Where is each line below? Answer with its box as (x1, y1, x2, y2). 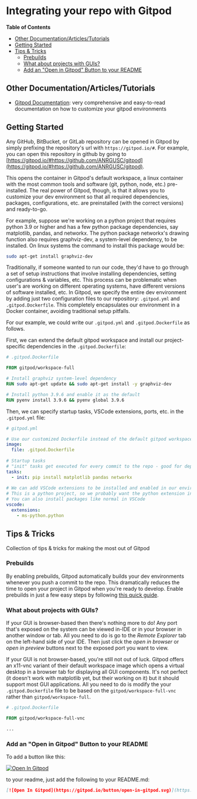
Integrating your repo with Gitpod (6, 4, 172, 18)
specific (6, 343, 26, 350)
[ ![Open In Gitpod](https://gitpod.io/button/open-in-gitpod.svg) (6, 787, 172, 794)
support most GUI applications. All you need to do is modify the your (6, 681, 172, 688)
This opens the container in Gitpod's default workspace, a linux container (6, 174, 184, 181)
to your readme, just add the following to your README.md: (6, 776, 150, 783)
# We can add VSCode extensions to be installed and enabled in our (6, 485, 177, 491)
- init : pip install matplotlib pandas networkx (11, 474, 133, 480)
